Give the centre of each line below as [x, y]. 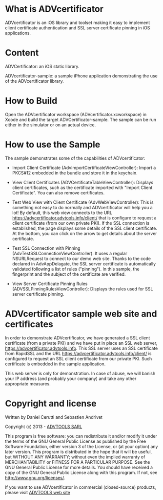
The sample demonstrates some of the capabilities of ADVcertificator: [75, 158]
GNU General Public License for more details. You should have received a [79, 467]
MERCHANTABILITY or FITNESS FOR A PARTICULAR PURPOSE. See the [78, 462]
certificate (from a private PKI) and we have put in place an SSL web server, [81, 343]
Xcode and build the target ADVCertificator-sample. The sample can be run [81, 119]
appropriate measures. [28, 383]
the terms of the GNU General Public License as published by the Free [76, 441]
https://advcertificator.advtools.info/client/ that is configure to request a [84, 218]
